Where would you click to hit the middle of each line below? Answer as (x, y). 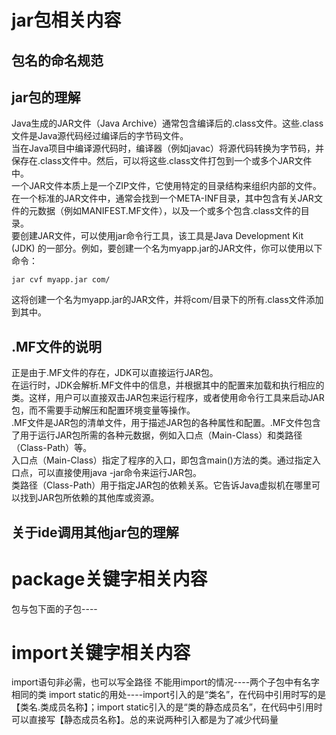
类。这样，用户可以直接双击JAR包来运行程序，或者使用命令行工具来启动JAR (168, 398)
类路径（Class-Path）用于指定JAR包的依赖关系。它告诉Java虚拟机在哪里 (162, 485)
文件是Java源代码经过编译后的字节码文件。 (100, 136)
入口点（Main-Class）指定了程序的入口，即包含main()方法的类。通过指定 (162, 460)
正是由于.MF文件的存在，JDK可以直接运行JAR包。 (115, 373)
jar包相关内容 (66, 20)
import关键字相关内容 (101, 652)
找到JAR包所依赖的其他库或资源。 (89, 498)
